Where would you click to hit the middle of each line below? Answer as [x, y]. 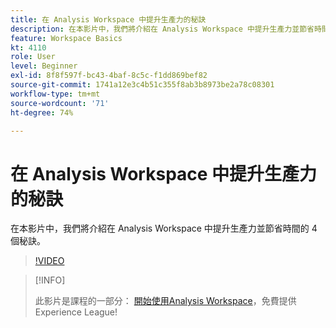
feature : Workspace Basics [66, 38]
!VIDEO [49, 261]
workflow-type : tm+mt [55, 94]
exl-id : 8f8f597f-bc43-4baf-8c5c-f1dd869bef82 [109, 76]
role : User [33, 57]
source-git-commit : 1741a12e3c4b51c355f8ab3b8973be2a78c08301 [142, 85]
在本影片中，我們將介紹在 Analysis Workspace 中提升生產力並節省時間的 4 [164, 228]
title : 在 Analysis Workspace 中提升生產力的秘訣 [108, 19]
